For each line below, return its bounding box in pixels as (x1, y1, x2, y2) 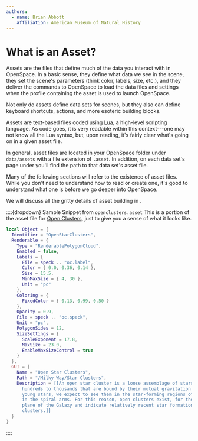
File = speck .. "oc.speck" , (16, 314, 88, 320)
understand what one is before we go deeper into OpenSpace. (6, 186, 158, 193)
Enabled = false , (16, 248, 60, 254)
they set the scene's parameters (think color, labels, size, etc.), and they (6, 77, 181, 85)
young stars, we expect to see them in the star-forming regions (21, 391, 186, 397)
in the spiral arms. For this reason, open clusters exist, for (21, 397, 183, 403)
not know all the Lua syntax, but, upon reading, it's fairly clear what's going (6, 131, 189, 139)
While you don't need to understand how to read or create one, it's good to (6, 180, 188, 187)
